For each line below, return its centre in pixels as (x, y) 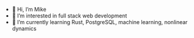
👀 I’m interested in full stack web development (70, 16)
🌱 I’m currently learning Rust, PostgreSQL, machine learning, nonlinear (100, 22)
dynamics (24, 28)
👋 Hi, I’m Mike (29, 9)
